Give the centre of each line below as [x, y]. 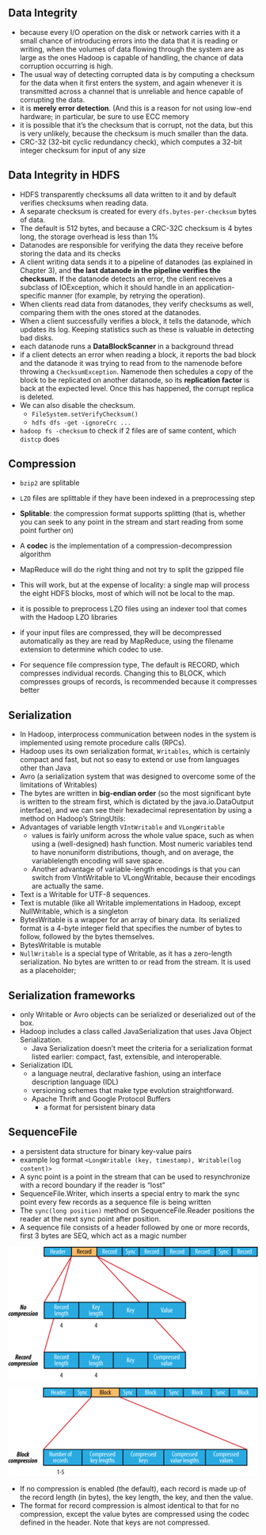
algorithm [35, 554]
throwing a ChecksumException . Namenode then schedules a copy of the [136, 371]
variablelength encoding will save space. [98, 861]
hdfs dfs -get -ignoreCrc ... [82, 423]
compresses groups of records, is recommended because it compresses [138, 682]
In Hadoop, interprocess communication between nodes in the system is [138, 734]
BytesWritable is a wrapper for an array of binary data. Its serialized [130, 920]
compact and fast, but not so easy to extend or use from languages [129, 760]
